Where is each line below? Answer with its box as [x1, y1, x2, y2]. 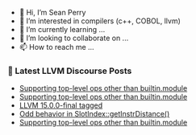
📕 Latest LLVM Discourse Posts [7, 65, 132, 76]
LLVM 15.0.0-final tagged [19, 100, 103, 110]
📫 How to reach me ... [19, 43, 94, 51]
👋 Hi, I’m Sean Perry [19, 8, 86, 17]
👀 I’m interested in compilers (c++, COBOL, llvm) [19, 16, 181, 26]
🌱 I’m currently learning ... [19, 25, 106, 34]
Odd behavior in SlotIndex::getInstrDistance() [19, 109, 170, 119]
